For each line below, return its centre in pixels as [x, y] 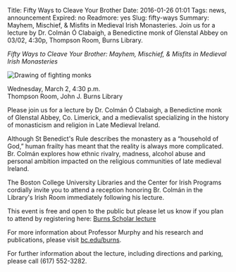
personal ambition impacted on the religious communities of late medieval [114, 161]
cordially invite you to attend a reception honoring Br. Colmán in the [105, 190]
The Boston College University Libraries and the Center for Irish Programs [114, 182]
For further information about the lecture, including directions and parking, [115, 253]
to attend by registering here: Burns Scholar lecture [82, 219]
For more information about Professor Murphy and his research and [105, 232]
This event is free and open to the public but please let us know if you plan [116, 211]
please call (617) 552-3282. [47, 261]
